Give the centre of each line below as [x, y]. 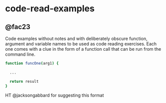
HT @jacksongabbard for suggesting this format [55, 95]
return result [24, 81]
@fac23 [18, 27]
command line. [20, 54]
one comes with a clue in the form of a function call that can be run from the [83, 49]
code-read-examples [50, 9]
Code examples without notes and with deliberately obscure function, [76, 38]
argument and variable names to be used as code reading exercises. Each [81, 44]
